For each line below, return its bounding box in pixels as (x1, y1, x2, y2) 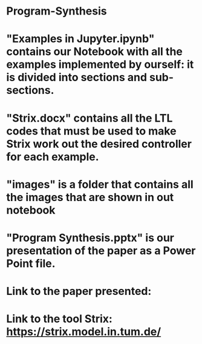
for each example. (6, 150, 99, 164)
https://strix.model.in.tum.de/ (6, 325, 161, 339)
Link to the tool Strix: (6, 312, 113, 326)
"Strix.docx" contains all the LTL (6, 111, 173, 125)
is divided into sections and (6, 71, 147, 84)
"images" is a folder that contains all (6, 177, 194, 191)
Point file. (6, 256, 56, 270)
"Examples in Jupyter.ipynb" (6, 32, 155, 46)
